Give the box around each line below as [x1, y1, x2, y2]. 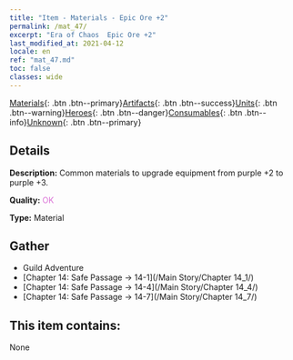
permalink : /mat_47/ [9, 22, 88, 31]
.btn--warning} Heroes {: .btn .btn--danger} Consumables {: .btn [9, 106, 243, 118]
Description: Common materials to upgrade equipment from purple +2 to [9, 167, 284, 178]
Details [9, 143, 50, 159]
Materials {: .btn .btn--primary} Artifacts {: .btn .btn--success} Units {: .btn [9, 97, 278, 108]
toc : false [9, 65, 51, 74]
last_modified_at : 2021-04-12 [9, 38, 125, 48]
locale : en [9, 47, 51, 56]
